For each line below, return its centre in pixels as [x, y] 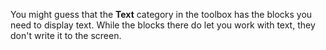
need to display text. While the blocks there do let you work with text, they [163, 25]
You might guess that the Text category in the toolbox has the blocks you [161, 14]
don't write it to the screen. [66, 35]
